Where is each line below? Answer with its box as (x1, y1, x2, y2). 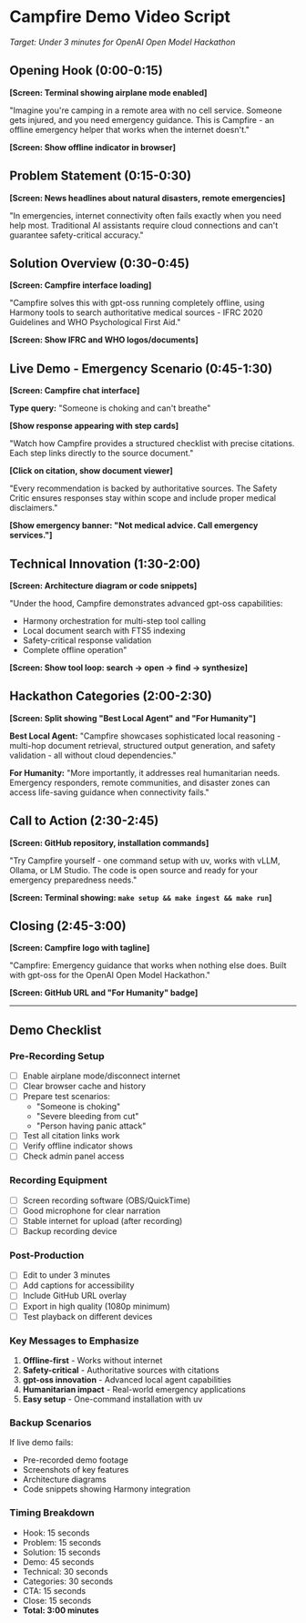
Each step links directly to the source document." (9, 448, 194, 459)
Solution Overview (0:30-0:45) (9, 255, 189, 270)
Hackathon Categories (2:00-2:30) (9, 689, 212, 704)
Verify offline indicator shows (22, 1140, 134, 1151)
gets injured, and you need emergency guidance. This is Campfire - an (9, 114, 275, 125)
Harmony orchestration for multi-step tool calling (22, 616, 207, 626)
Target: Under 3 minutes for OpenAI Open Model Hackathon (9, 36, 236, 47)
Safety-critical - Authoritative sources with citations (22, 1364, 220, 1375)
